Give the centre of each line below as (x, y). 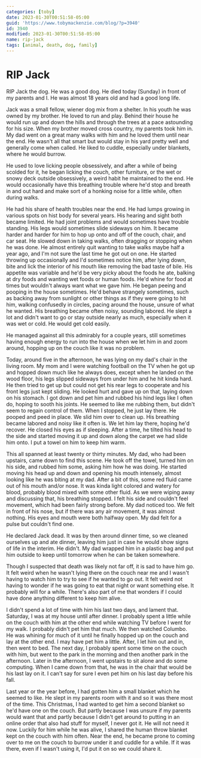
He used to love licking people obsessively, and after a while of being (92, 165)
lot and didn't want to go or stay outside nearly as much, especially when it (99, 317)
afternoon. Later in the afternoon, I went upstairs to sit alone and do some (97, 660)
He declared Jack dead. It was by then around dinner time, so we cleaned (97, 535)
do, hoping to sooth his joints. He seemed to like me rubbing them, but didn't (100, 404)
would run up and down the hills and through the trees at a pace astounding (100, 122)
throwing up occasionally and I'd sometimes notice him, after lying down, (96, 260)
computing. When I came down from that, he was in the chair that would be (99, 667)
